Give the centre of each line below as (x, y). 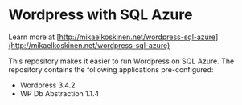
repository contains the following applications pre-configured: (111, 69)
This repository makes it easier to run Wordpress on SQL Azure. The (121, 61)
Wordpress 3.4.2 (47, 85)
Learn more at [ (34, 37)
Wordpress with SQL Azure (100, 15)
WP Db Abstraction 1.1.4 (59, 93)
